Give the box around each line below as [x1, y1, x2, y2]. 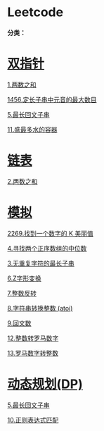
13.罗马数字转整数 [7, 349, 59, 357]
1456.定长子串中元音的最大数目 [7, 95, 97, 104]
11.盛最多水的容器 [7, 125, 58, 134]
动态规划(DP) [7, 376, 83, 392]
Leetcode [7, 4, 64, 20]
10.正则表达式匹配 [7, 416, 59, 424]
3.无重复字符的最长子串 [7, 258, 75, 268]
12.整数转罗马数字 [7, 334, 59, 342]
